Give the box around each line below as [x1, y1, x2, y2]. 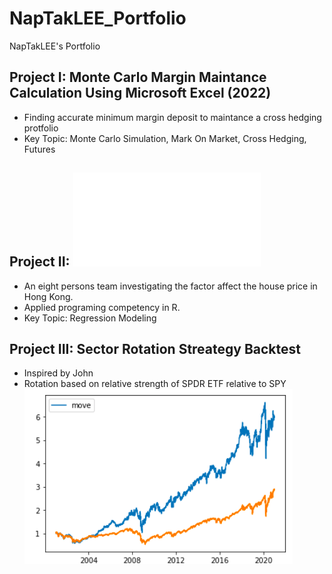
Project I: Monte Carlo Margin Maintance [9, 69, 267, 86]
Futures [23, 143, 56, 155]
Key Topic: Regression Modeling [23, 312, 157, 324]
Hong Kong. [23, 290, 74, 302]
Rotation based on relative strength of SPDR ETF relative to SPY [23, 378, 287, 390]
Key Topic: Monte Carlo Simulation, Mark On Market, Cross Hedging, [23, 132, 307, 144]
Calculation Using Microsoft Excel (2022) [9, 85, 272, 102]
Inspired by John [23, 367, 94, 379]
